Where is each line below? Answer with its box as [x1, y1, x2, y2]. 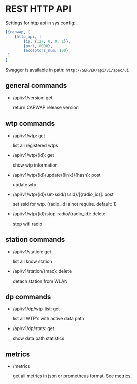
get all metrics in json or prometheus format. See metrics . [12, 373, 132, 379]
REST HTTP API [5, 3, 72, 15]
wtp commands [5, 119, 55, 128]
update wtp [12, 181, 37, 187]
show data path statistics [12, 335, 64, 341]
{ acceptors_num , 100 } [23, 48, 69, 53]
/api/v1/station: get [12, 248, 52, 255]
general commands [5, 81, 67, 90]
